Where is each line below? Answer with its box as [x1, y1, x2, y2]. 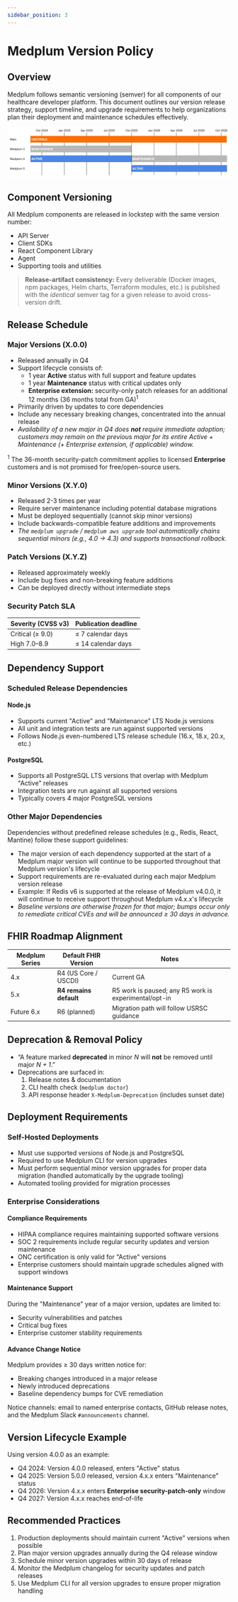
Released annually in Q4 [17, 356, 89, 364]
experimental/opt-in [112, 994, 171, 1002]
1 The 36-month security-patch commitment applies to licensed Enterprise [7, 454, 226, 464]
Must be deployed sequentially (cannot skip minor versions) [17, 512, 193, 520]
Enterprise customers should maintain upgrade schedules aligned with [17, 1260, 224, 1268]
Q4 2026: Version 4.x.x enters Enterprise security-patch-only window [17, 1486, 226, 1495]
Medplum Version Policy [7, 43, 154, 59]
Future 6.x [10, 1007, 40, 1016]
